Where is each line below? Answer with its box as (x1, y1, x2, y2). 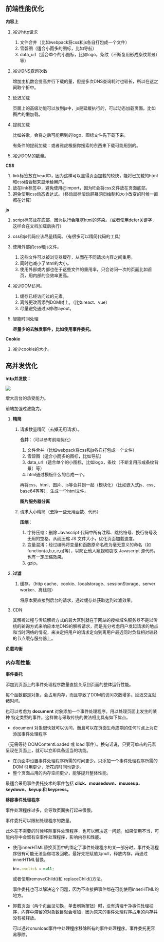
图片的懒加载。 (12, 111, 43, 117)
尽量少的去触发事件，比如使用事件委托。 (12, 326, 94, 332)
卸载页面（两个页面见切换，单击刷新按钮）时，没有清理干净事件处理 (12, 902, 149, 908)
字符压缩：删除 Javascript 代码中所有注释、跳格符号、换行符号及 (27, 529, 157, 535)
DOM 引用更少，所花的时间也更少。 (12, 764, 84, 770)
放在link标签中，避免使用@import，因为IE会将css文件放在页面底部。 (12, 185, 150, 190)
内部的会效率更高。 (33, 272, 72, 278)
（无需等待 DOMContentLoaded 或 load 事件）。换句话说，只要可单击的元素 (5, 741, 156, 747)
